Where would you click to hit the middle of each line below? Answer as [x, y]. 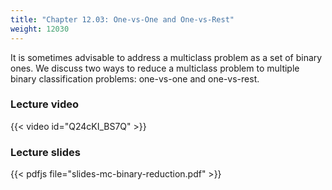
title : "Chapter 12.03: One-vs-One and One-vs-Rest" [122, 19]
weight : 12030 [40, 29]
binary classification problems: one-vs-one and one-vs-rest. [135, 78]
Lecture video [45, 104]
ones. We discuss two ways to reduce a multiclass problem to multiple [155, 68]
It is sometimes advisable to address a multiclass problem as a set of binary [166, 57]
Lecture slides [45, 152]
